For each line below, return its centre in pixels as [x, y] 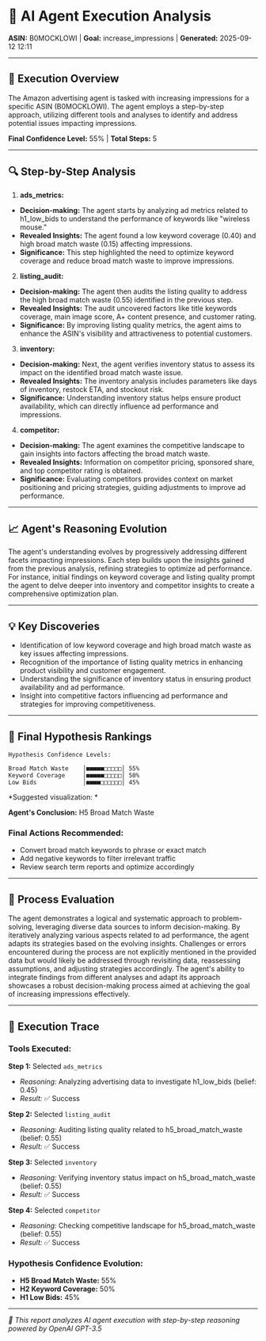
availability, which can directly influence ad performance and [119, 406]
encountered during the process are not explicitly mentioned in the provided [133, 952]
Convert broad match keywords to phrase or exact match [113, 850]
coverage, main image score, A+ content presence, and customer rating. [138, 317]
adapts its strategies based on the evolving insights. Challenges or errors [127, 944]
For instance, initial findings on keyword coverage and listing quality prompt [132, 577]
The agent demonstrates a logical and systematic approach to [109, 918]
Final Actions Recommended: [66, 833]
